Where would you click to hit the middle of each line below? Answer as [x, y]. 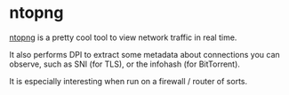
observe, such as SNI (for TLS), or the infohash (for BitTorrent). [124, 64]
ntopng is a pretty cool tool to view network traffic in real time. [123, 37]
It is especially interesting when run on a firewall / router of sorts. [128, 81]
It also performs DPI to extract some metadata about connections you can [144, 54]
